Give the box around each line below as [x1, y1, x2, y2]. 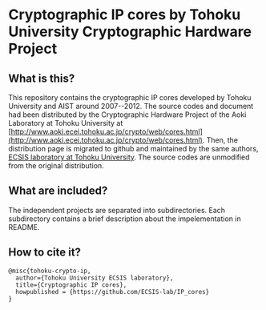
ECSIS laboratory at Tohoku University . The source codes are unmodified [8, 152, 250, 162]
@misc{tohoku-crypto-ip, [8, 267, 91, 275]
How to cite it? [8, 246, 82, 260]
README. [8, 222, 40, 231]
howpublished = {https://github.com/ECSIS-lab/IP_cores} [15, 288, 210, 296]
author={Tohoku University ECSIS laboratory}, [15, 274, 174, 282]
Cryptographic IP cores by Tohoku [8, 6, 241, 24]
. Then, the [202, 135, 239, 145]
